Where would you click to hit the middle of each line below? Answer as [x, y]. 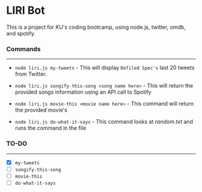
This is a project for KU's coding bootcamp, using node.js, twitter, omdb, [96, 27]
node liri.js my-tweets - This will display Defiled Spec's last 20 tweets [105, 68]
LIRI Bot [26, 10]
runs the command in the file [50, 128]
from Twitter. [31, 74]
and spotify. [21, 33]
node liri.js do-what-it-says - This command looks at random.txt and [104, 122]
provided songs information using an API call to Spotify [83, 92]
